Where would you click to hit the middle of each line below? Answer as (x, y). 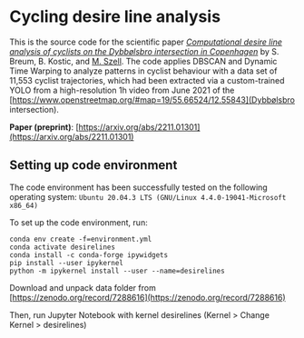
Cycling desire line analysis (115, 17)
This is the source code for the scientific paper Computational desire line (146, 42)
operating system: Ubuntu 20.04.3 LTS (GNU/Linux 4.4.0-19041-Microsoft (148, 196)
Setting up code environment (93, 165)
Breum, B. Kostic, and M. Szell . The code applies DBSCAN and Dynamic (143, 61)
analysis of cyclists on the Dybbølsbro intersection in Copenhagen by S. (144, 51)
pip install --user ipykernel (67, 263)
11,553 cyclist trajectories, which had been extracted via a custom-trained (147, 80)
